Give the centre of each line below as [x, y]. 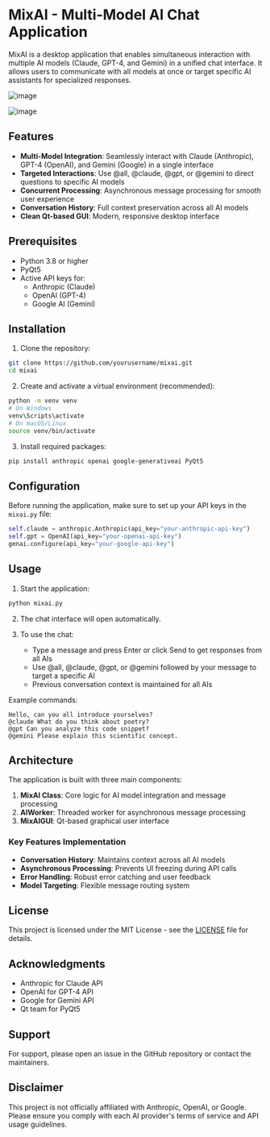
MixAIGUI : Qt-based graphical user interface [94, 821]
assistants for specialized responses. [70, 80]
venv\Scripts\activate [46, 416]
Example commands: [43, 700]
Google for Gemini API [57, 1001]
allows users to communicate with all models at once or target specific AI [130, 71]
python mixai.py [35, 603]
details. [21, 939]
